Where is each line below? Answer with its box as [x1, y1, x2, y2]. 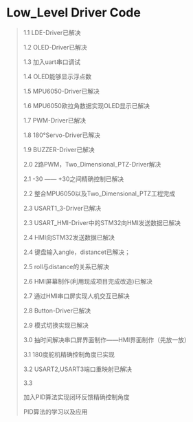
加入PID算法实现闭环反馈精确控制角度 [23, 392, 130, 401]
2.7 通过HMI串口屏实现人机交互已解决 [23, 291, 130, 300]
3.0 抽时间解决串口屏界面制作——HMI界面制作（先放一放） [23, 335, 190, 344]
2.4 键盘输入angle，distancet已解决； [23, 248, 131, 256]
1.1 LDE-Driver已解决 [23, 28, 81, 36]
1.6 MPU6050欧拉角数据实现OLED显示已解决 [23, 101, 150, 109]
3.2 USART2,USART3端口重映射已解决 [23, 365, 133, 373]
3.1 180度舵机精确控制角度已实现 [23, 350, 115, 359]
